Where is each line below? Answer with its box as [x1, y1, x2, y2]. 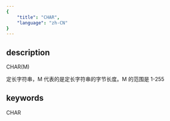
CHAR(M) [6, 63, 30, 70]
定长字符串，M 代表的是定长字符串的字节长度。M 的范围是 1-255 [6, 76, 165, 83]
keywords [6, 93, 44, 103]
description [6, 47, 50, 57]
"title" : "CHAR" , [17, 14, 60, 20]
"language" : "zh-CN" [17, 20, 68, 26]
